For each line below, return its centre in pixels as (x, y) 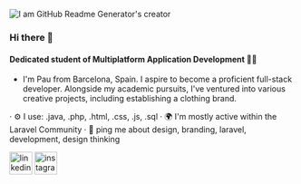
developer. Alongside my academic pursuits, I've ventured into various (154, 89)
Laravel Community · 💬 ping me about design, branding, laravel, (128, 130)
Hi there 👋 (32, 37)
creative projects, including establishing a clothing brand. (130, 99)
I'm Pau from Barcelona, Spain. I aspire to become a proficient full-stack (157, 79)
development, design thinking (65, 140)
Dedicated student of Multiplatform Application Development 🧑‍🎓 (133, 59)
